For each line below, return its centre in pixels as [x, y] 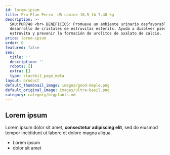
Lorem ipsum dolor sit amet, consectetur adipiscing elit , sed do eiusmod [82, 128]
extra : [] [20, 71]
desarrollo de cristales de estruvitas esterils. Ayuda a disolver [82, 29]
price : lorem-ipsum [26, 38]
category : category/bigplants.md [40, 95]
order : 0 [14, 43]
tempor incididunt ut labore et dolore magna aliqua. [59, 133]
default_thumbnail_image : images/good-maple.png [57, 85]
